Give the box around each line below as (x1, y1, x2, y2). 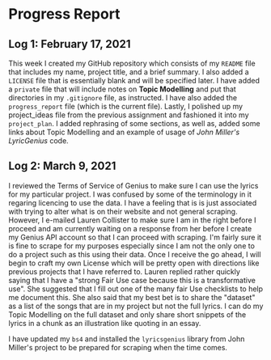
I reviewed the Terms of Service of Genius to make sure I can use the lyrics (8, 180, 259, 190)
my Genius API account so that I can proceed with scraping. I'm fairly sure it (8, 232, 261, 242)
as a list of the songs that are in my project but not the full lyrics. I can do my (8, 301, 264, 311)
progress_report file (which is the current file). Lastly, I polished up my (8, 102, 243, 111)
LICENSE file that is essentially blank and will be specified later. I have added (8, 76, 260, 85)
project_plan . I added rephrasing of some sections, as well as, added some (8, 119, 260, 128)
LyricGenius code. (8, 136, 69, 146)
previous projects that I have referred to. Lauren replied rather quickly (8, 266, 241, 276)
